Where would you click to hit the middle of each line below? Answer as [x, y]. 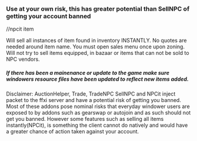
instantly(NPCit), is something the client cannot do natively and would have [97, 125]
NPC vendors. [23, 59]
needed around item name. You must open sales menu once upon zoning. [96, 47]
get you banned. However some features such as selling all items [85, 119]
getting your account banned [49, 16]
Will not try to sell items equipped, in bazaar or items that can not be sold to [98, 53]
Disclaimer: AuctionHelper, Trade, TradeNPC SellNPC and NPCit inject [91, 94]
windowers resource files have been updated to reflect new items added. [98, 79]
